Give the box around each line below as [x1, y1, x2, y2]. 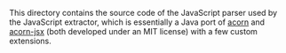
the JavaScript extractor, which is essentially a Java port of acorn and [9, 17, 265, 27]
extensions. [9, 35, 52, 46]
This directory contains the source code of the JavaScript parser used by [9, 8, 278, 18]
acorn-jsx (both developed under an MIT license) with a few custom [9, 26, 258, 36]
